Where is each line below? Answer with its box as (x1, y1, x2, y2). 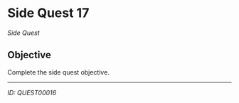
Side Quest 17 (7, 5, 90, 21)
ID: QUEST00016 (7, 88, 57, 97)
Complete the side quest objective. (7, 67, 110, 76)
